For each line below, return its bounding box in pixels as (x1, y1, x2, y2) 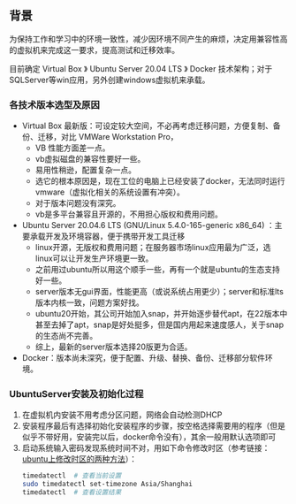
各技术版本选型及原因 (9, 98, 100, 111)
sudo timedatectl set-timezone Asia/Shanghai (21, 480, 193, 489)
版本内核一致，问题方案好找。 (34, 297, 144, 308)
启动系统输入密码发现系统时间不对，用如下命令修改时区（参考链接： (21, 443, 270, 454)
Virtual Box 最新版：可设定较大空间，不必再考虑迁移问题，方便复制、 (21, 120, 274, 131)
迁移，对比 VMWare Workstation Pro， (37, 132, 178, 142)
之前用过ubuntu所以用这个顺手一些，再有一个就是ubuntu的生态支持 (34, 264, 281, 275)
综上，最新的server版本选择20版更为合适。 (34, 341, 193, 352)
